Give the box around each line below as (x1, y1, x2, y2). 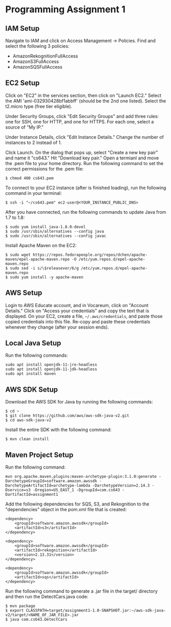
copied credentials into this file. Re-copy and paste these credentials (5, 318, 151, 325)
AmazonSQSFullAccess (12, 64, 62, 70)
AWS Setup (5, 289, 42, 297)
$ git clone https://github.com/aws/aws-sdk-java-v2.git (5, 413, 130, 418)
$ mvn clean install (5, 437, 50, 442)
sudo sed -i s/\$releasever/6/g (10, 266, 79, 271)
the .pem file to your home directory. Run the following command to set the (5, 160, 164, 166)
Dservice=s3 (5, 488, 31, 493)
